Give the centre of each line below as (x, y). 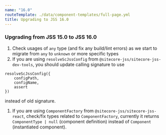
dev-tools (23, 65)
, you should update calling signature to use (79, 64)
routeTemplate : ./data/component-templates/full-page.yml (67, 15)
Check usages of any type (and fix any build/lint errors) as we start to (85, 48)
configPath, (26, 78)
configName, (26, 82)
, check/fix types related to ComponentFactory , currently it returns (91, 116)
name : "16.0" (19, 10)
